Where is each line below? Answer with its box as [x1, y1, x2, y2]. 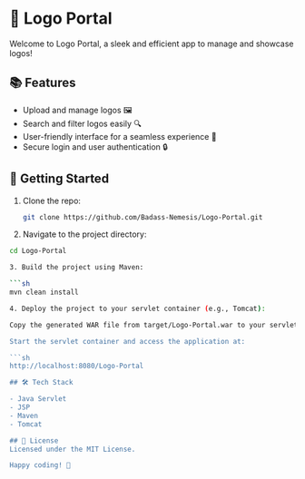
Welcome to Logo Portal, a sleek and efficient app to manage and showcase [9, 38, 294, 49]
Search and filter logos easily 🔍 [22, 118, 143, 129]
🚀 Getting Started [9, 171, 110, 187]
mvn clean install [9, 288, 79, 298]
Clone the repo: [22, 195, 82, 206]
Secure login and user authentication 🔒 [22, 141, 168, 152]
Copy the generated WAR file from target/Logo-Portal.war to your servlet [9, 320, 299, 329]
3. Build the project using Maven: [9, 263, 144, 272]
